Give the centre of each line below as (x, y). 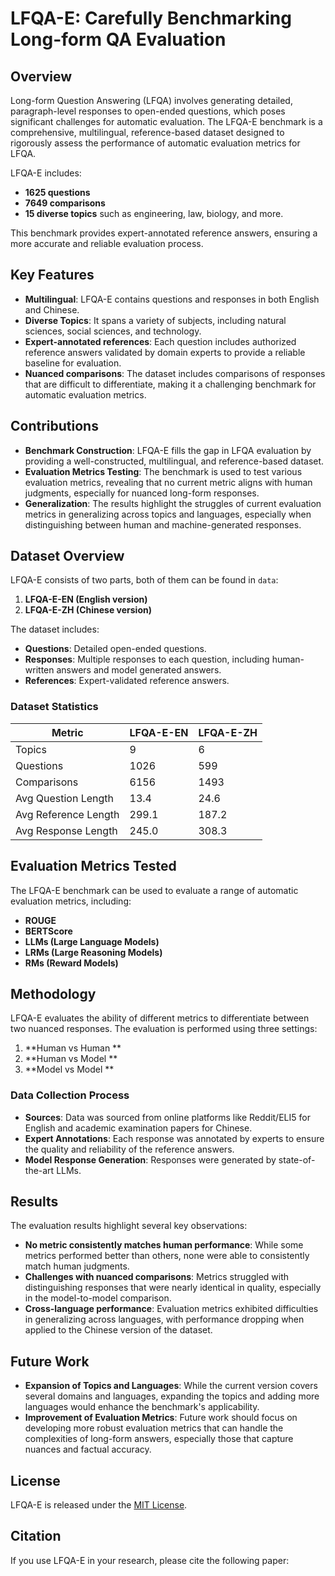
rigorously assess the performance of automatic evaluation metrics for (155, 143)
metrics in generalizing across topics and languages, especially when (168, 514)
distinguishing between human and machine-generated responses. (163, 524)
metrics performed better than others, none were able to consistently (167, 1256)
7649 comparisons (65, 203)
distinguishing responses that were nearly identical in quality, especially (173, 1288)
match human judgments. (77, 1266)
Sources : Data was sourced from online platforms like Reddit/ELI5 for (167, 1117)
